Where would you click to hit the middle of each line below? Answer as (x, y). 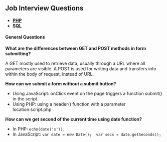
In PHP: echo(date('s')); (39, 129)
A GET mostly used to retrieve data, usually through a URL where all (75, 63)
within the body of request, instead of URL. (50, 74)
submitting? (18, 54)
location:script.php (32, 109)
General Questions (25, 37)
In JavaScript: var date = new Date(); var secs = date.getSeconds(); (87, 134)
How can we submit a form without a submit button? (61, 84)
